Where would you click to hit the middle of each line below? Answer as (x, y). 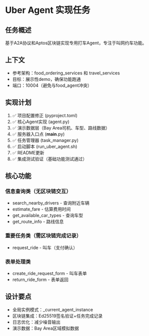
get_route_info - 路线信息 (38, 222)
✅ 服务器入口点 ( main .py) (38, 134)
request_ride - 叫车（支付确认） (45, 247)
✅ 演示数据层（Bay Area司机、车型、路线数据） (61, 128)
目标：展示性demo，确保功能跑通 (46, 79)
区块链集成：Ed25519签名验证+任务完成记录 (57, 316)
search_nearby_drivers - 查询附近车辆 (51, 203)
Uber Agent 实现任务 (48, 10)
